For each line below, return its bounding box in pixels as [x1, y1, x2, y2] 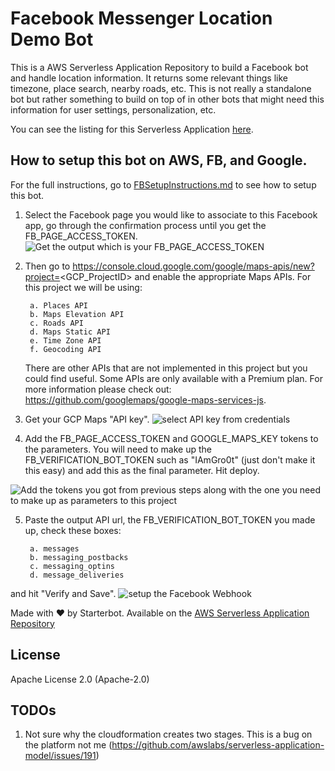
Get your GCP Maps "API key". [24, 413, 150, 425]
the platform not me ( [24, 739, 113, 751]
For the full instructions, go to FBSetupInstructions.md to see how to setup [10, 178, 317, 191]
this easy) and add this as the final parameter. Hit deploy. [24, 464, 260, 476]
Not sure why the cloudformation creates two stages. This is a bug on [24, 728, 313, 741]
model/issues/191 [24, 750, 97, 762]
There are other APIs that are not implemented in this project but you [24, 362, 308, 374]
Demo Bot [10, 28, 94, 51]
